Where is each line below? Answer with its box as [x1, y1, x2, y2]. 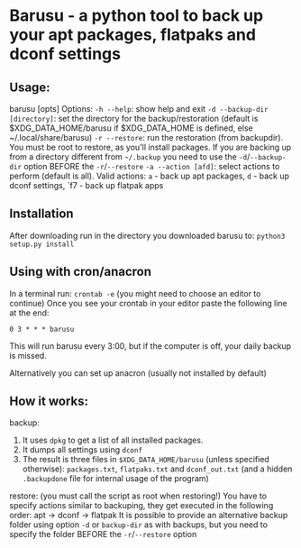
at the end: [9, 307, 50, 318]
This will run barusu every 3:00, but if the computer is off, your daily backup [9, 340, 291, 352]
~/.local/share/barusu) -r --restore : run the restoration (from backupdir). [9, 132, 284, 142]
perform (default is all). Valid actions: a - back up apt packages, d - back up [9, 170, 290, 181]
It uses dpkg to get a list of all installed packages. [22, 434, 204, 446]
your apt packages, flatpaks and [9, 24, 257, 45]
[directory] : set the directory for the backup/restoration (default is [9, 114, 259, 123]
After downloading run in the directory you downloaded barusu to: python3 [9, 230, 286, 241]
